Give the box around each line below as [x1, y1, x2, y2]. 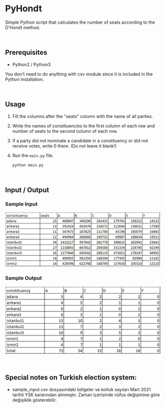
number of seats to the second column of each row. [12, 128, 118, 134]
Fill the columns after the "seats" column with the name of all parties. [12, 113, 153, 119]
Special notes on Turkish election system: [5, 373, 137, 382]
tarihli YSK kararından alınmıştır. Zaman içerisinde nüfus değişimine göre [12, 392, 160, 398]
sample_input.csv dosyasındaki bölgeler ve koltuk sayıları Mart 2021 [12, 386, 151, 392]
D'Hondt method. [5, 24, 41, 30]
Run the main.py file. [12, 152, 54, 158]
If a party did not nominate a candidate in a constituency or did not [12, 138, 148, 144]
